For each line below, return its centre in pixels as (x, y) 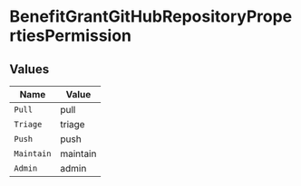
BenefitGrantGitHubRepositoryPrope (151, 17)
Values (29, 69)
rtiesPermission (71, 36)
